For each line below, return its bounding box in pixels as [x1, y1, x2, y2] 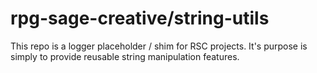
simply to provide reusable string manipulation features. [10, 50, 240, 62]
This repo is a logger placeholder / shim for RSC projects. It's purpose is [10, 40, 308, 52]
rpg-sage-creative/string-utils [10, 7, 270, 30]
